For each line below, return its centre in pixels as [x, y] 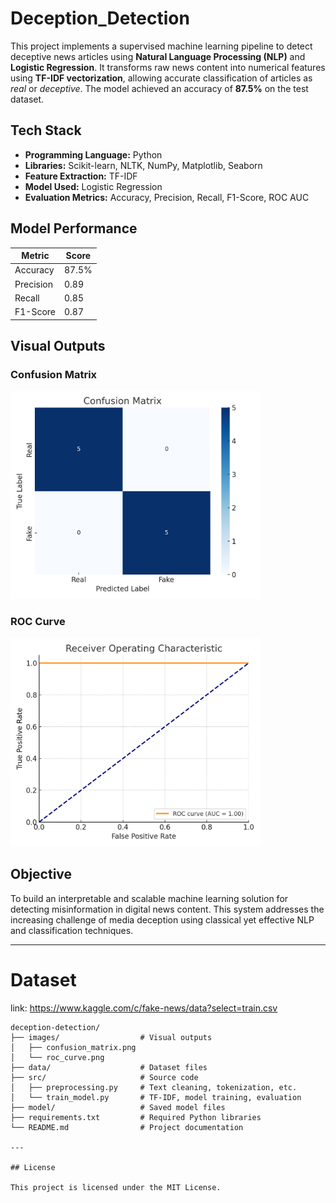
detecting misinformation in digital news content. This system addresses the [167, 909]
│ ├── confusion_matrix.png [73, 1047]
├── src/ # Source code [104, 1077]
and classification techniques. [72, 930]
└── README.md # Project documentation [127, 1127]
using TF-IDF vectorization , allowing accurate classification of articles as [161, 78]
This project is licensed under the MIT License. [116, 1187]
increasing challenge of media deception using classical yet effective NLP [162, 919]
